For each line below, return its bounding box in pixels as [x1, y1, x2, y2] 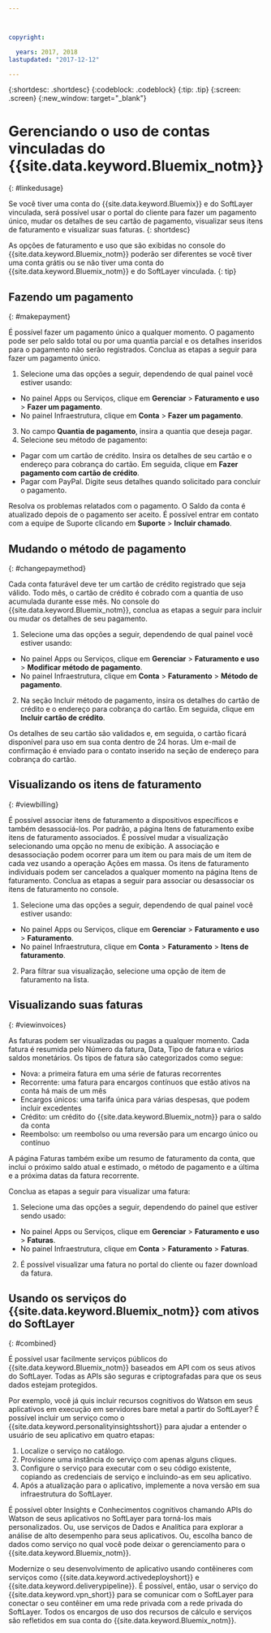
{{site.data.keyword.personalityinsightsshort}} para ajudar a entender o [8, 1422, 247, 1432]
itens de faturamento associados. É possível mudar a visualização [8, 832, 229, 842]
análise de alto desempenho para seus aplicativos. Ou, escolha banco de [8, 1531, 253, 1540]
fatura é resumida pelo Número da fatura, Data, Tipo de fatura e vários [8, 1044, 244, 1054]
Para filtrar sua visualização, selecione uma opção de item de [19, 966, 226, 976]
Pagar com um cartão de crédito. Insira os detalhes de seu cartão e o [19, 451, 252, 461]
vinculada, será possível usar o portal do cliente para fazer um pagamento [8, 208, 257, 218]
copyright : [8, 33, 45, 41]
